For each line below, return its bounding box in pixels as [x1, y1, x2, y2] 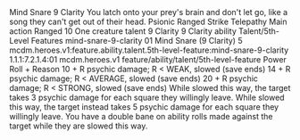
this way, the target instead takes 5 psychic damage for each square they [9, 102, 279, 112]
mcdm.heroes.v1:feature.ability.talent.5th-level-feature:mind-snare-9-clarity [9, 45, 289, 55]
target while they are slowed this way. [9, 120, 148, 131]
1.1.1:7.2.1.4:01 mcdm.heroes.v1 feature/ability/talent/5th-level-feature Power [9, 54, 287, 64]
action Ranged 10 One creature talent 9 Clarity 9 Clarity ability [9, 26, 237, 37]
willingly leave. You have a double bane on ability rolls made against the [9, 111, 274, 121]
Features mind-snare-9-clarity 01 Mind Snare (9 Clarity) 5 [30, 36, 243, 45]
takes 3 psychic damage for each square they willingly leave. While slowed [9, 92, 285, 103]
